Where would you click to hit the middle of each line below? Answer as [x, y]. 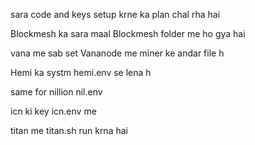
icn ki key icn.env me [53, 111]
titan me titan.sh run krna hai [69, 130]
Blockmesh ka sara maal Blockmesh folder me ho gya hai [128, 33]
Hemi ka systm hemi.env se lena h [81, 72]
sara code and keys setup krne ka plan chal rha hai [115, 14]
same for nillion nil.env [56, 92]
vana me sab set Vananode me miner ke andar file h [117, 53]
